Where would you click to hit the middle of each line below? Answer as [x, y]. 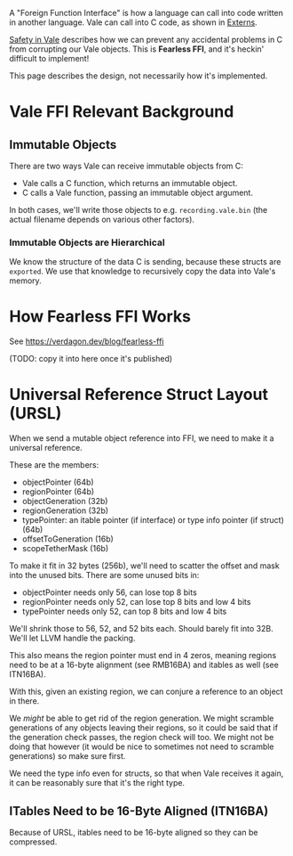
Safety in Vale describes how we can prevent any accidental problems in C [146, 40]
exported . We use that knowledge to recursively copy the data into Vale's [143, 272]
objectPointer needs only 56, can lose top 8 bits [109, 592]
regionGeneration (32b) [65, 510]
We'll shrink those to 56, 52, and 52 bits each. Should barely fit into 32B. [141, 629]
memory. [25, 281]
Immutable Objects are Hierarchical [87, 242]
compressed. [33, 842]
